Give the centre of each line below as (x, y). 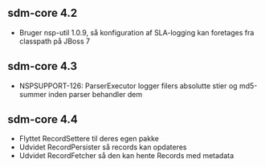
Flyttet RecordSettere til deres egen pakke (89, 139)
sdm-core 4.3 (43, 66)
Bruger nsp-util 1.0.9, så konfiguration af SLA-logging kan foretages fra (137, 32)
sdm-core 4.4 (43, 120)
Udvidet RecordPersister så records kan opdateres (103, 147)
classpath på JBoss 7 (54, 41)
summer (33, 94)
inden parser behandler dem (96, 94)
